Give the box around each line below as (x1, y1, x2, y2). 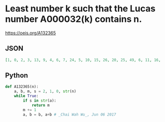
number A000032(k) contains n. (5, 13, 142, 25)
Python (5, 71, 28, 80)
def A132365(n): (5, 84, 39, 89)
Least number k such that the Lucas (5, 3, 156, 14)
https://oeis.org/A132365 (5, 30, 56, 36)
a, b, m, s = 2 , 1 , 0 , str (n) (14, 89, 77, 94)
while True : (14, 94, 39, 99)
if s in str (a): (23, 98, 56, 103)
